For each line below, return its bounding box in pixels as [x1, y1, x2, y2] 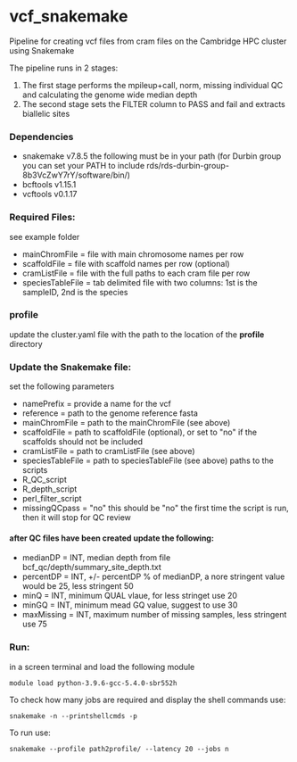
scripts [21, 465, 48, 476]
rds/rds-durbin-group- [146, 161, 230, 171]
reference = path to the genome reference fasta [21, 408, 199, 418]
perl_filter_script [21, 493, 82, 504]
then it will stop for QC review [21, 512, 132, 523]
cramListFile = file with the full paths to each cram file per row [21, 268, 251, 278]
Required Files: [9, 211, 76, 224]
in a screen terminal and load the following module [9, 661, 195, 672]
